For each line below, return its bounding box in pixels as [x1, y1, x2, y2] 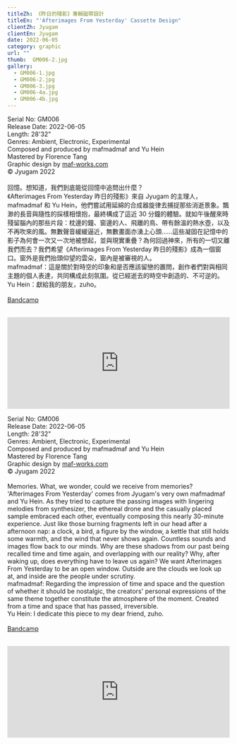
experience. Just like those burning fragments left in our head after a [7, 520, 207, 527]
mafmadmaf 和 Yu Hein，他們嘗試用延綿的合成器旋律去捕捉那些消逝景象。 [7, 201, 224, 209]
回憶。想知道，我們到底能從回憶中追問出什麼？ [7, 183, 143, 191]
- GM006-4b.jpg [13, 96, 59, 103]
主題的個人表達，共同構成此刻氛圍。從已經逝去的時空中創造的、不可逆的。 [7, 272, 224, 279]
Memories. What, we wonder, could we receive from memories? [7, 482, 193, 490]
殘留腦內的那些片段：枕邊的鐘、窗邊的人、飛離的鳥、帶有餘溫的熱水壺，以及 [7, 219, 230, 226]
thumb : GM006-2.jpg [7, 56, 68, 63]
